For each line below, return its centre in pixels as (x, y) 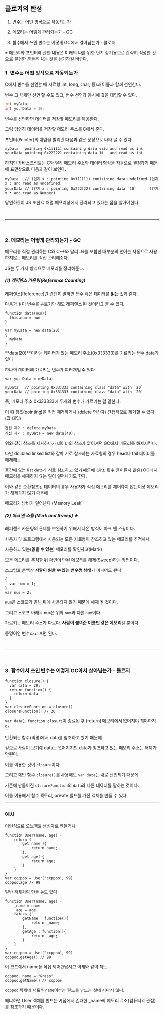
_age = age (25, 910)
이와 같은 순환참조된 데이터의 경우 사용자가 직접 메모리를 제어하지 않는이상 (75, 487)
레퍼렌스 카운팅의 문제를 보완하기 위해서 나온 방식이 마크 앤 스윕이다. (70, 529)
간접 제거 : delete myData (31, 428)
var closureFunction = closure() (39, 707)
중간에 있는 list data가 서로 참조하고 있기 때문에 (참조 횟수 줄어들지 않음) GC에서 (81, 470)
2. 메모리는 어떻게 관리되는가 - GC (43, 240)
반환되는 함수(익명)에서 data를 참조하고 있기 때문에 (53, 738)
